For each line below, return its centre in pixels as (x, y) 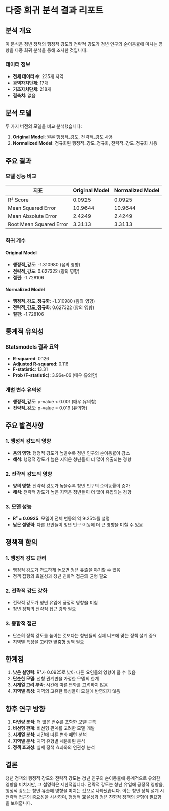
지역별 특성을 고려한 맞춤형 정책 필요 (48, 642)
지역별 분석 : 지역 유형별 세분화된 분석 (49, 741)
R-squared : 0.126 (31, 358)
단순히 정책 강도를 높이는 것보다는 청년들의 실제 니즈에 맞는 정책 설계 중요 (85, 635)
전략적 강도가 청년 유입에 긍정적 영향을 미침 (55, 603)
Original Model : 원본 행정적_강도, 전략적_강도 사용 (63, 137)
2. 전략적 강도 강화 (26, 591)
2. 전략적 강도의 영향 (29, 474)
